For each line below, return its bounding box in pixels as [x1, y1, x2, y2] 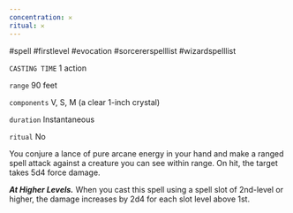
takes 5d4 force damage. [9, 167, 101, 178]
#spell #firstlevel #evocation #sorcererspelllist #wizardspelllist [9, 45, 237, 56]
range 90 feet [9, 80, 57, 90]
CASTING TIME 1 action [9, 63, 86, 73]
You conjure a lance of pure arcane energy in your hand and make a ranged [9, 148, 284, 159]
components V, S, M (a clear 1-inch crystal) [9, 96, 161, 107]
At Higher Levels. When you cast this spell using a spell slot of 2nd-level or [9, 184, 284, 194]
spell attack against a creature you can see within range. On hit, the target [9, 157, 278, 168]
